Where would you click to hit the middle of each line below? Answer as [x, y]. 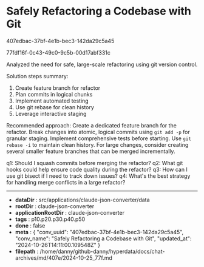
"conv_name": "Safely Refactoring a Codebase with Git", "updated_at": [103, 238]
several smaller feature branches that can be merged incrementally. [91, 151]
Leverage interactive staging [51, 113]
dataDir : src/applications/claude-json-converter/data [82, 200]
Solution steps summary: [37, 76]
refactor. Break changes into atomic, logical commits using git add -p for [98, 132]
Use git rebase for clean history [54, 107]
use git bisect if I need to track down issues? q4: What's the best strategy [98, 176]
